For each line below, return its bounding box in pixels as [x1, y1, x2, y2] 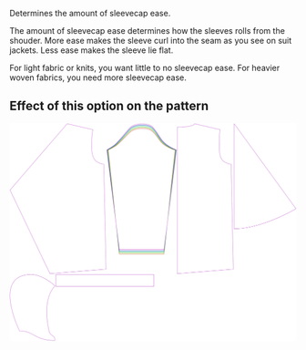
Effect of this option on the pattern [9, 98, 209, 114]
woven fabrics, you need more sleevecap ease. [9, 72, 187, 83]
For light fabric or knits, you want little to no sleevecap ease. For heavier [9, 63, 280, 73]
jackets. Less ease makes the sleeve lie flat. [9, 45, 174, 56]
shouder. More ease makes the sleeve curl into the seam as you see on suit [9, 36, 292, 46]
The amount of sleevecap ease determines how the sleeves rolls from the [9, 26, 285, 36]
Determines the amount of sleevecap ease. [9, 8, 171, 18]
